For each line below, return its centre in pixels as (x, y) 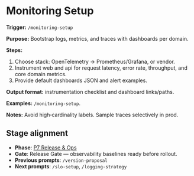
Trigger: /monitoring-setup (40, 27)
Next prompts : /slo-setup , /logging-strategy (71, 166)
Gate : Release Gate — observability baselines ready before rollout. (96, 154)
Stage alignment (37, 133)
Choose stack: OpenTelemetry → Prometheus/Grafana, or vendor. (95, 61)
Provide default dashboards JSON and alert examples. (81, 80)
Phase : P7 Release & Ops (46, 147)
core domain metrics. (41, 74)
